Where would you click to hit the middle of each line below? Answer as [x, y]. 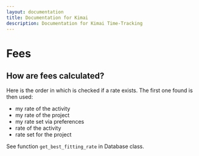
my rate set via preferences [50, 122]
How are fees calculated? [55, 76]
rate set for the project [43, 135]
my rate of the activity [43, 109]
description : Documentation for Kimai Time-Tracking [75, 23]
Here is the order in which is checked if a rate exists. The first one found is [100, 90]
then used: [20, 97]
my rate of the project [42, 115]
